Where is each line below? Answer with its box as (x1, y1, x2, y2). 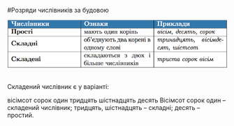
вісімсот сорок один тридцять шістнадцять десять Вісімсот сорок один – (7, 96, 226, 104)
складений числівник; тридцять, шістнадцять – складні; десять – (7, 103, 200, 111)
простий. (7, 111, 34, 119)
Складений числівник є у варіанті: (7, 82, 110, 90)
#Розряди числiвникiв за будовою (7, 6, 110, 14)
